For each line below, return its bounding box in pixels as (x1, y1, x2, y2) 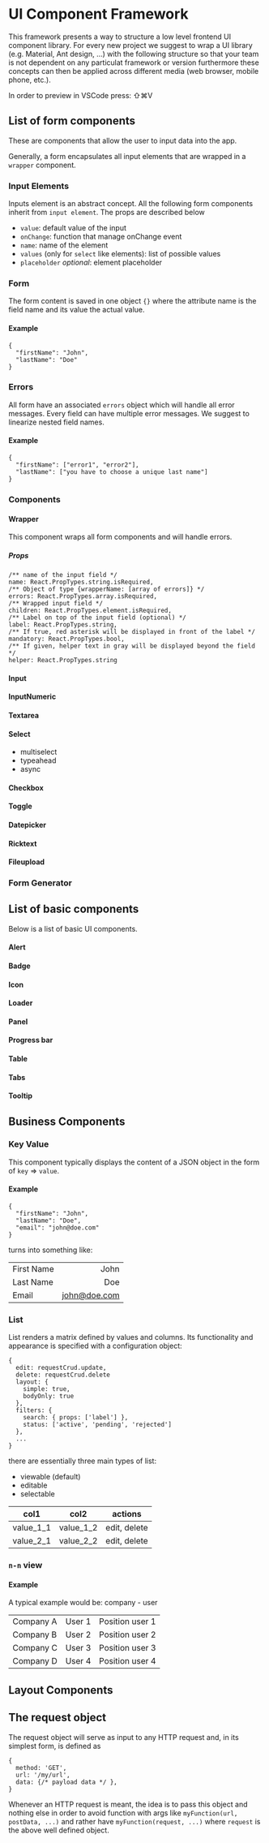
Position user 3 (98, 1643, 156, 1654)
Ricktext (8, 838, 37, 848)
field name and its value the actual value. (8, 305, 145, 315)
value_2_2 (58, 1535, 98, 1547)
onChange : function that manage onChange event (19, 232, 182, 242)
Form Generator (8, 877, 73, 889)
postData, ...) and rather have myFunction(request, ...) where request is (8, 1816, 261, 1826)
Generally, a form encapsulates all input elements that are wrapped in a (8, 151, 246, 161)
